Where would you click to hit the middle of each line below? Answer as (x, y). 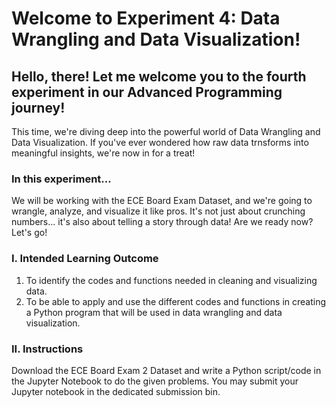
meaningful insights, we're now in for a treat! (103, 153)
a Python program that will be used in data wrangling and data (154, 312)
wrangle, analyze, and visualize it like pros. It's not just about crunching (158, 211)
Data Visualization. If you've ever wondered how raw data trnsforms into (160, 142)
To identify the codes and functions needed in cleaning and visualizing (171, 280)
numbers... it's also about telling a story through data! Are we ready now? (162, 222)
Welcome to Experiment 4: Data (146, 18)
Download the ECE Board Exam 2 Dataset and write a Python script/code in (166, 370)
